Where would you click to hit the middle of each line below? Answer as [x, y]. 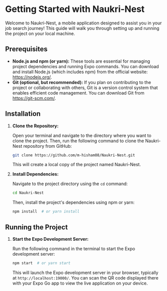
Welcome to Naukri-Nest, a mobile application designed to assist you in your [83, 23]
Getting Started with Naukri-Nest [75, 9]
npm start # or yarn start [41, 263]
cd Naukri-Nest [28, 193]
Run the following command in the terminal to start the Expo [74, 249]
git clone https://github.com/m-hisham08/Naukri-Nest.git [74, 155]
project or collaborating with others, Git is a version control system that [85, 88]
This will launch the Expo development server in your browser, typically [85, 273]
